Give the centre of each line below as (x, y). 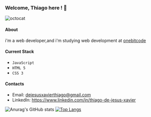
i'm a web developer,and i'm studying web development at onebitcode (75, 40)
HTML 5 (19, 68)
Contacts (15, 84)
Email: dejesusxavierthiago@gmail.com (51, 95)
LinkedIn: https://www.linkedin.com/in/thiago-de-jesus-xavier (74, 100)
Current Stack (19, 52)
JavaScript (23, 63)
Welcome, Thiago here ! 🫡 (36, 8)
